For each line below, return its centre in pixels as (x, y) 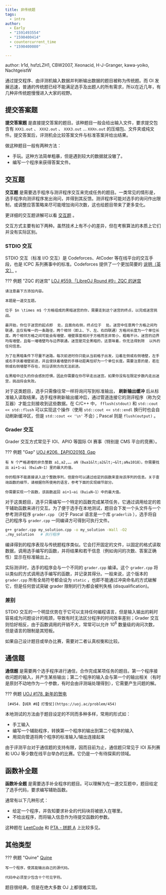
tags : (11, 14)
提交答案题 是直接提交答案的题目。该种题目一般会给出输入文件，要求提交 (79, 123)
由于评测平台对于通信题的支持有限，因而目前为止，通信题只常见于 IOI (76, 747)
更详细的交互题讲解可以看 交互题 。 (41, 215)
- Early (18, 28)
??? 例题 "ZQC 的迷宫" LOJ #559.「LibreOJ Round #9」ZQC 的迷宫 (73, 281)
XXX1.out (24, 129)
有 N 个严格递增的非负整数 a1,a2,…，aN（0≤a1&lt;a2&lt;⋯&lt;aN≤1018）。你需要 (81, 462)
